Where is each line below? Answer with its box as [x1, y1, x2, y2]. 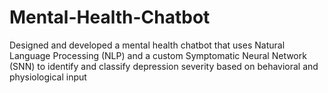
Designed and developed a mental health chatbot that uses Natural [9, 39, 286, 51]
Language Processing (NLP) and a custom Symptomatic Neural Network [9, 49, 307, 61]
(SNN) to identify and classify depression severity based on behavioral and [9, 60, 319, 72]
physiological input [9, 71, 87, 83]
